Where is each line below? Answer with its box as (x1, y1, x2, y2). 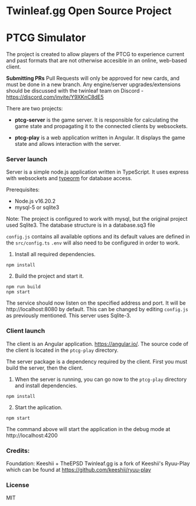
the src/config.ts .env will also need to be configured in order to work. (6, 239, 180, 246)
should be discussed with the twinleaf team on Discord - (6, 87, 143, 94)
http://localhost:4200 (6, 432, 58, 439)
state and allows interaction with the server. (14, 141, 121, 148)
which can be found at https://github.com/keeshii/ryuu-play (6, 466, 152, 474)
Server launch (6, 155, 48, 164)
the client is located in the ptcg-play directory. (6, 347, 119, 354)
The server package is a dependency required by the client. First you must (6, 358, 188, 365)
